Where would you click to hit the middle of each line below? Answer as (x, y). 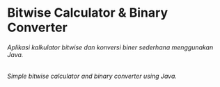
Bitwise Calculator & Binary (88, 13)
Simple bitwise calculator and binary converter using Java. (92, 76)
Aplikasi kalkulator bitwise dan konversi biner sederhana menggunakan (110, 47)
